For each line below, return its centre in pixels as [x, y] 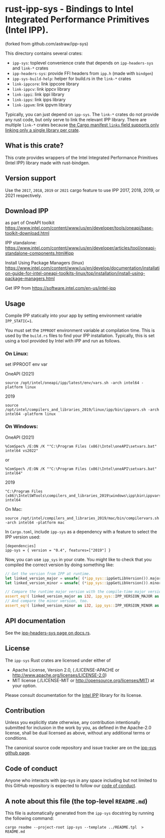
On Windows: [22, 426]
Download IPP [27, 211]
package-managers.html [30, 279]
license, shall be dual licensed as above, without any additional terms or [78, 733]
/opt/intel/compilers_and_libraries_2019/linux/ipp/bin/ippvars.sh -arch [82, 410]
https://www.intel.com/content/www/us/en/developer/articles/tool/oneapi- [81, 248]
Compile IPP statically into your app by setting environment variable [74, 316]
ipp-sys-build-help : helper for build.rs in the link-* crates [72, 78]
